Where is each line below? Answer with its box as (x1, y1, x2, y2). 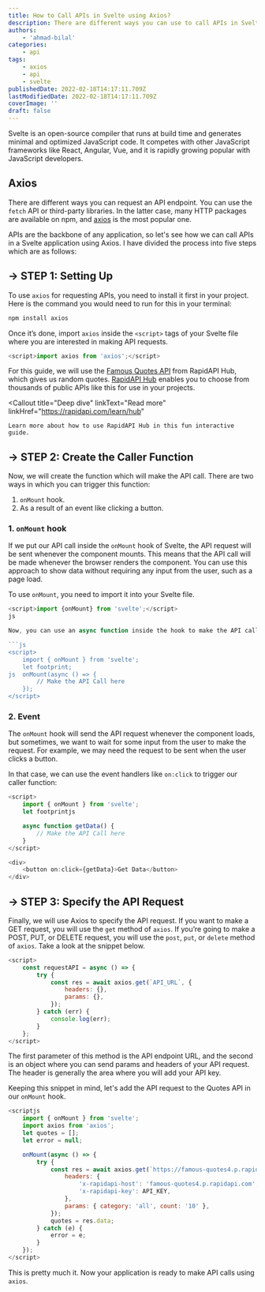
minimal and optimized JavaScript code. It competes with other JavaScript (8, 137, 250, 146)
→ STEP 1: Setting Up (8, 269, 114, 283)
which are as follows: (8, 246, 77, 256)
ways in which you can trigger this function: (8, 479, 151, 490)
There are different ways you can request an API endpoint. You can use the (8, 197, 252, 207)
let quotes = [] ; (22, 1129, 80, 1137)
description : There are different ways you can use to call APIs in (8, 19, 238, 27)
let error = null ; (22, 1136, 83, 1144)
